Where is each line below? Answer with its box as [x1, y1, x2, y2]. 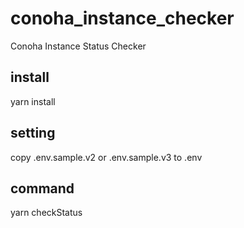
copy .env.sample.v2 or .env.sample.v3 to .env [10, 151, 203, 163]
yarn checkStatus [10, 207, 83, 219]
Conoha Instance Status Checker [10, 40, 147, 52]
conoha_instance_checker [10, 7, 235, 30]
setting [10, 125, 56, 142]
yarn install [10, 95, 56, 107]
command [10, 180, 75, 197]
